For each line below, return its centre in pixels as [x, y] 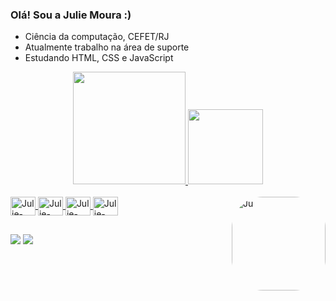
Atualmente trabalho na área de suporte [107, 47]
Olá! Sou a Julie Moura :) [71, 15]
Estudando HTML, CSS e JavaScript [99, 58]
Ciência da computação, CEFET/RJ [97, 37]
